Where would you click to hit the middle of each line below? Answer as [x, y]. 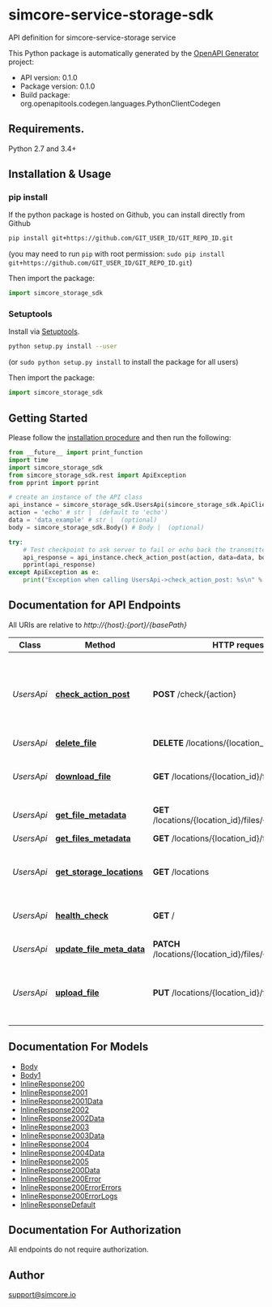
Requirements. [47, 129]
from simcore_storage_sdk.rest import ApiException [97, 475]
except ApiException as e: [54, 573]
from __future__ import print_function [76, 452]
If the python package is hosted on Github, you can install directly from [127, 215]
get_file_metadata [91, 815]
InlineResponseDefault [57, 1205]
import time [28, 460]
